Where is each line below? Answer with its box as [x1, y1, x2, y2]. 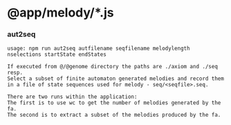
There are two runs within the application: [7, 93, 138, 101]
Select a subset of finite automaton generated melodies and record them [7, 75, 225, 82]
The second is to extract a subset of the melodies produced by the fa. [7, 112, 221, 119]
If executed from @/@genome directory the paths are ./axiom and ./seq [7, 64, 218, 70]
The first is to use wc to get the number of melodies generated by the [7, 99, 221, 106]
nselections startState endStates [7, 51, 107, 58]
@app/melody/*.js [7, 5, 114, 21]
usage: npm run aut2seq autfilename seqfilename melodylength [7, 45, 190, 52]
